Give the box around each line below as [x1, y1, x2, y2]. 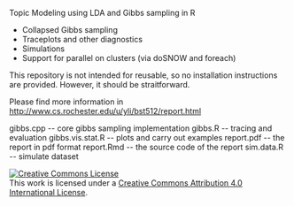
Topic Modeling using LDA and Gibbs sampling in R [9, 8, 196, 18]
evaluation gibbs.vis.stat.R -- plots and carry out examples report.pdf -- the [9, 133, 285, 142]
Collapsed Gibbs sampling [21, 25, 118, 34]
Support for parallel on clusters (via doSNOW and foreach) [21, 53, 236, 63]
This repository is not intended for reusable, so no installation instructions [9, 70, 278, 80]
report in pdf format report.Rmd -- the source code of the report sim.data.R [9, 141, 284, 152]
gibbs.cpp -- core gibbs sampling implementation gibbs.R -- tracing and [9, 123, 273, 134]
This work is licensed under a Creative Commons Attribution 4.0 [9, 178, 244, 188]
